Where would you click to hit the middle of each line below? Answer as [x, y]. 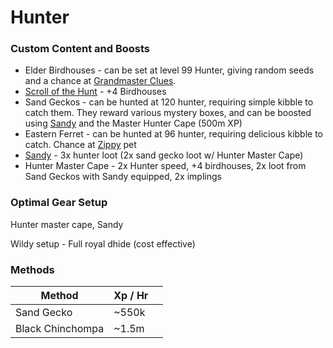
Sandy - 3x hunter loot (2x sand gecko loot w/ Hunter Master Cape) [164, 155]
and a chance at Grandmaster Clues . [100, 81]
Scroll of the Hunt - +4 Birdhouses [95, 92]
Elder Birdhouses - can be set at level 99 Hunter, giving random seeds [169, 70]
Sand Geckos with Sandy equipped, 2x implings [123, 177]
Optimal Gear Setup [59, 203]
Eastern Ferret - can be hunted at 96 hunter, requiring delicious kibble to [174, 134]
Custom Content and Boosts [80, 49]
